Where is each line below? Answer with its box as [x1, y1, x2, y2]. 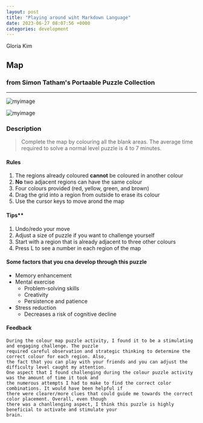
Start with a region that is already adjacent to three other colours [14, 238, 176, 245]
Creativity [24, 291, 48, 298]
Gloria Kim [6, 42, 33, 50]
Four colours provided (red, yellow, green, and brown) [14, 185, 150, 192]
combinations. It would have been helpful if [6, 385, 123, 391]
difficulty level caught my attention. [6, 364, 107, 370]
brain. [6, 412, 23, 418]
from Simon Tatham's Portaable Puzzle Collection [6, 78, 155, 87]
